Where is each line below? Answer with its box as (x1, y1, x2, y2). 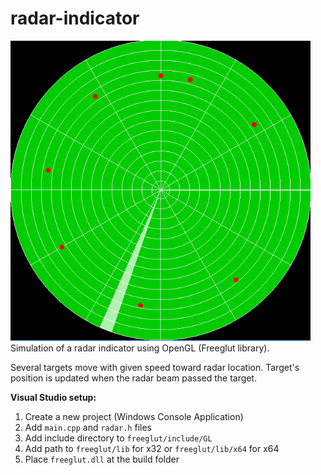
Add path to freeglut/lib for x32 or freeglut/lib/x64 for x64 (24, 442, 280, 454)
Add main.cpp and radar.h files (24, 421, 152, 433)
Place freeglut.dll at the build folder (24, 453, 180, 465)
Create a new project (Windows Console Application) (24, 410, 244, 422)
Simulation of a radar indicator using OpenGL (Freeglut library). (10, 342, 270, 354)
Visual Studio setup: (10, 391, 97, 403)
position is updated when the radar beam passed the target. (10, 372, 258, 384)
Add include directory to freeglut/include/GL (24, 432, 213, 444)
